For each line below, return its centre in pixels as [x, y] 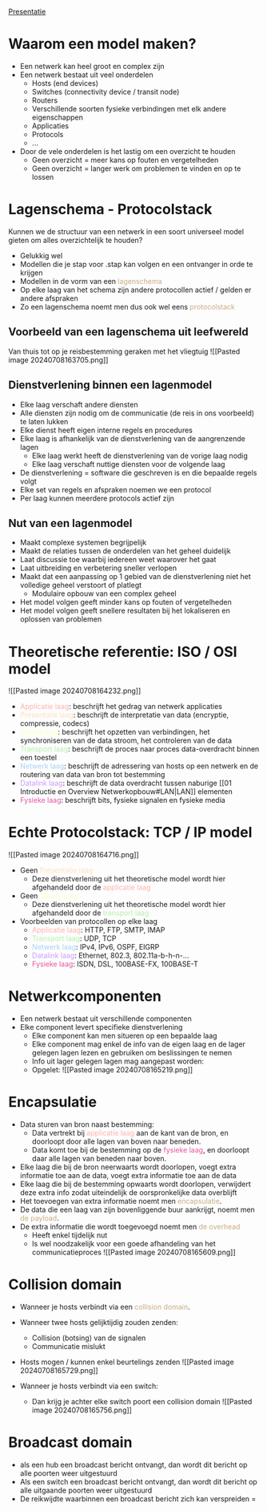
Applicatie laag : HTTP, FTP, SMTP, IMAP [98, 930]
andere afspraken [49, 298]
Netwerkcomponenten [85, 997]
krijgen [31, 273]
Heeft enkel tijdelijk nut [70, 1235]
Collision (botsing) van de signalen [89, 1338]
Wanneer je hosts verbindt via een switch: [89, 1386]
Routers [45, 100]
